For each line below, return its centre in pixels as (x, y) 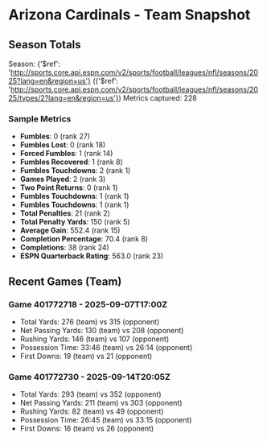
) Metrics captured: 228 (158, 98)
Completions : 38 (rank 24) (65, 248)
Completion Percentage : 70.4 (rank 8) (84, 239)
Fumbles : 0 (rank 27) (55, 136)
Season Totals (45, 45)
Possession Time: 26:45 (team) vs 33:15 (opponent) (106, 420)
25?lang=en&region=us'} (49, 81)
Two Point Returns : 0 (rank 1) (69, 188)
